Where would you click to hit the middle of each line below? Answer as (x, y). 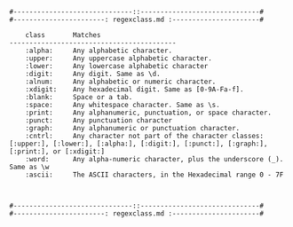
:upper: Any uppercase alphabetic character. (119, 59)
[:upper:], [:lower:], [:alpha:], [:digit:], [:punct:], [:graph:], (139, 144)
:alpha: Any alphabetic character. (99, 51)
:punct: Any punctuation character (99, 121)
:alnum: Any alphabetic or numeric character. (121, 82)
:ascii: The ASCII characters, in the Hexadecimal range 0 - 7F (154, 175)
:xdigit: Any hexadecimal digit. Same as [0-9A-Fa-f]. (135, 90)
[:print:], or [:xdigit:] (57, 152)
